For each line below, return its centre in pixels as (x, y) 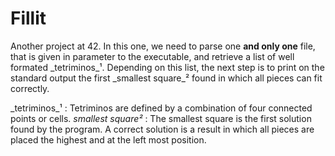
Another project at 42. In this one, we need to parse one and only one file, (163, 46)
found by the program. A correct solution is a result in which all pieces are (162, 129)
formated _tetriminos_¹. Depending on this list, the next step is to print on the (167, 67)
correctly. (30, 88)
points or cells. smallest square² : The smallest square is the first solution (161, 118)
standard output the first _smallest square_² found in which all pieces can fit (166, 78)
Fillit (28, 18)
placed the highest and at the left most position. (108, 139)
